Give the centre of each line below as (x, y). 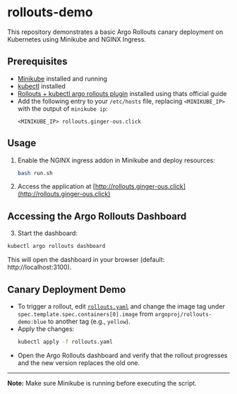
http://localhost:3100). (39, 267)
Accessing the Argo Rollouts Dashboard (97, 216)
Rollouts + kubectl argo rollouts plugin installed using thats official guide (122, 93)
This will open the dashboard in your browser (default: (86, 260)
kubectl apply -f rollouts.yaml (65, 342)
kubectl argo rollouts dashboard (56, 246)
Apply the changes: (46, 328)
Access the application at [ (56, 186)
